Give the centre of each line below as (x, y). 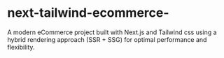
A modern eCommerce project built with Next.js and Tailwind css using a (112, 32)
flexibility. (21, 47)
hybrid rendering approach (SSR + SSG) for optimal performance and (107, 39)
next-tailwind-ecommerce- (88, 13)
